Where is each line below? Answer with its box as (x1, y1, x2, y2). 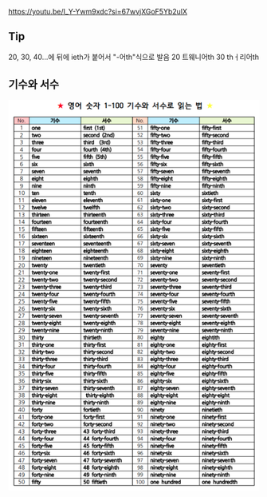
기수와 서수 (8, 78, 60, 91)
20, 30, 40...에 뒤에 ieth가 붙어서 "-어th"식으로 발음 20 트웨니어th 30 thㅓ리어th (8, 52, 259, 62)
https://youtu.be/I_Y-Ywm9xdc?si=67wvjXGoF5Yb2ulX (8, 7, 187, 16)
